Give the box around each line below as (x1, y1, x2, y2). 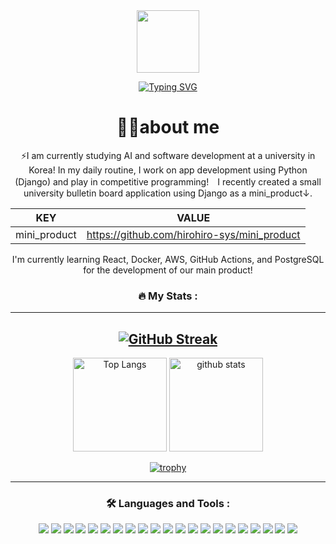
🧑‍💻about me (116, 116, 220, 139)
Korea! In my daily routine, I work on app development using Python (28, 164, 308, 176)
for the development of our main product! (83, 264, 253, 276)
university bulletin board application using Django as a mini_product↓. (23, 187, 313, 199)
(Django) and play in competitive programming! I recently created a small (14, 175, 322, 188)
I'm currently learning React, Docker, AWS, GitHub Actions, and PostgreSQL (11, 253, 325, 265)
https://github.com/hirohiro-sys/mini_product (86, 227, 301, 241)
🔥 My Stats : (138, 289, 198, 303)
